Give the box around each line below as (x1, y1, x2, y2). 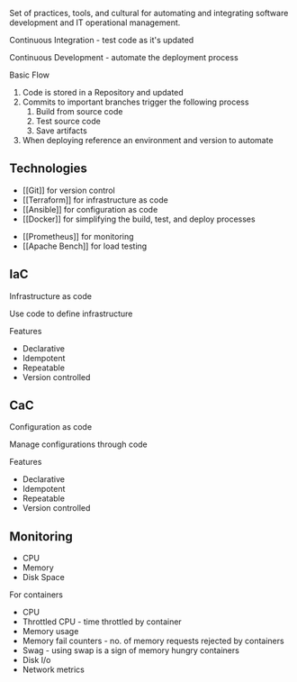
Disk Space (22, 572, 66, 583)
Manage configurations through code (9, 439, 148, 450)
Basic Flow (9, 69, 49, 80)
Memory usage (22, 626, 79, 637)
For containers (9, 589, 63, 600)
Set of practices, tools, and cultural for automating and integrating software (9, 8, 289, 18)
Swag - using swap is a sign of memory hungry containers (22, 645, 240, 656)
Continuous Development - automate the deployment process (9, 52, 238, 62)
